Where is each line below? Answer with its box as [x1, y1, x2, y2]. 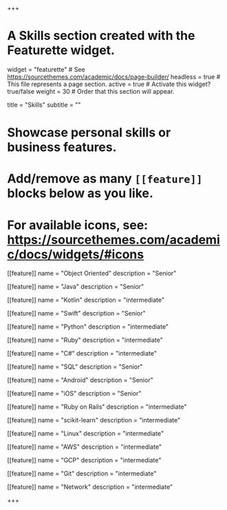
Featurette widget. [7, 43, 116, 59]
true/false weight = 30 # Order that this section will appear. [7, 87, 175, 95]
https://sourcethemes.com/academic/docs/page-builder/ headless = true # [7, 72, 221, 81]
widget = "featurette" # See [7, 65, 85, 73]
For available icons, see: [7, 217, 149, 233]
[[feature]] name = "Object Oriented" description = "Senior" [7, 269, 177, 278]
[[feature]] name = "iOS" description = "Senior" [7, 389, 142, 398]
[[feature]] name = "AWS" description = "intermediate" [7, 442, 162, 451]
